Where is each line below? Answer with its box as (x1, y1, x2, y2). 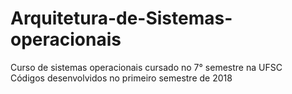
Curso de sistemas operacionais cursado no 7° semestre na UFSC (10, 61, 283, 73)
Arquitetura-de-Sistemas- (10, 7, 233, 30)
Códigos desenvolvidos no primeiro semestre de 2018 (10, 72, 233, 84)
